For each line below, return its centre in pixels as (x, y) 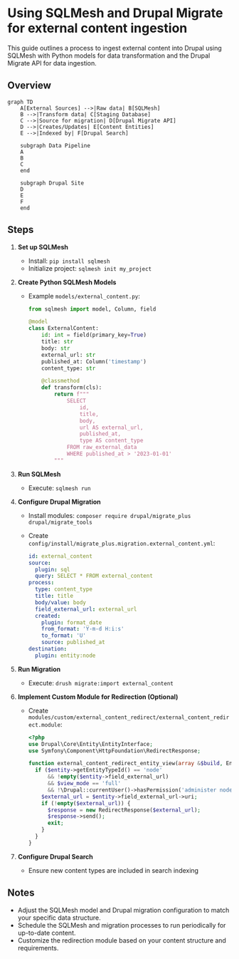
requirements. (38, 948)
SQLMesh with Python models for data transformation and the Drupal (109, 56)
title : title (54, 596)
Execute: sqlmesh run (59, 488)
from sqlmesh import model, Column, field (92, 309)
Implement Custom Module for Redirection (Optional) (98, 697)
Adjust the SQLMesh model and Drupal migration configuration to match (123, 910)
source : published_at (73, 643)
